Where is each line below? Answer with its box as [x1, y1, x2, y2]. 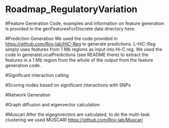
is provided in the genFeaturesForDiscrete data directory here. [5, 25, 136, 31]
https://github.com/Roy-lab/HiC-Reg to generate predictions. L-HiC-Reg [5, 40, 156, 47]
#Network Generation [5, 92, 51, 98]
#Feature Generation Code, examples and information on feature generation [5, 20, 164, 26]
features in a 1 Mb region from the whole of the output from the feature [5, 57, 153, 63]
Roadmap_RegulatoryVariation [5, 4, 138, 15]
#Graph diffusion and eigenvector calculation [5, 101, 100, 107]
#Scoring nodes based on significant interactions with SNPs [5, 82, 131, 88]
